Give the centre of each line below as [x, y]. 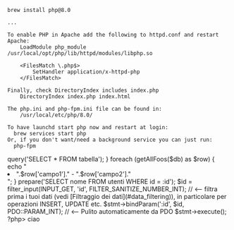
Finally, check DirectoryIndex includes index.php [83, 90]
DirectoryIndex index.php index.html [75, 97]
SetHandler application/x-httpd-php [86, 72]
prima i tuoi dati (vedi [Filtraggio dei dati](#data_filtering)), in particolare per [117, 196]
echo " [17, 167]
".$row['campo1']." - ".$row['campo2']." [74, 174]
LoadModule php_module [53, 47]
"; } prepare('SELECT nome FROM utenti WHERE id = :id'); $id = [100, 181]
